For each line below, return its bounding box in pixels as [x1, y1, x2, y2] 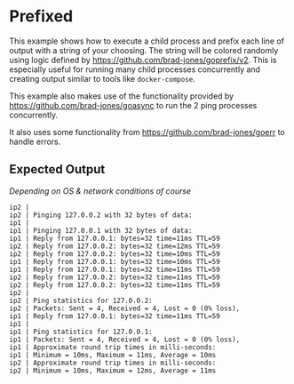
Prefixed [9, 6, 74, 27]
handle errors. [9, 136, 61, 147]
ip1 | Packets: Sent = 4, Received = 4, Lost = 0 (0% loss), [9, 335, 241, 344]
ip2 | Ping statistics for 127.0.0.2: [9, 296, 153, 305]
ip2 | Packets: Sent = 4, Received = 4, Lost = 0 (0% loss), [9, 304, 241, 313]
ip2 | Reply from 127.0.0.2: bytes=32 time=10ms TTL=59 [9, 249, 220, 259]
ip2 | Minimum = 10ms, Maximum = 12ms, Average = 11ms [9, 366, 217, 375]
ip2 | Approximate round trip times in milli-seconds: [9, 358, 217, 367]
